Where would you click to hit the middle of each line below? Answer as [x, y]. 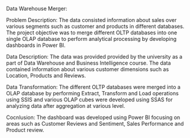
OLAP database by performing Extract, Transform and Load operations [92, 93]
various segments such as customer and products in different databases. [95, 26]
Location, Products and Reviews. [46, 76]
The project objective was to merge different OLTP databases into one [92, 33]
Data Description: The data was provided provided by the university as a [94, 57]
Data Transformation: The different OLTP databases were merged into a [93, 87]
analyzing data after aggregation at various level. [66, 106]
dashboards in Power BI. [36, 45]
